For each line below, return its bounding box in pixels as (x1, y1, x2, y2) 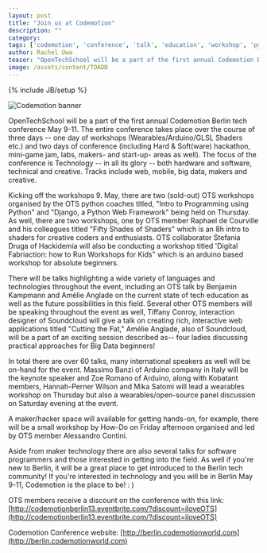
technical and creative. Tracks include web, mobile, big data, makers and (8, 166, 248, 176)
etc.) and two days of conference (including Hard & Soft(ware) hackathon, (8, 141, 251, 151)
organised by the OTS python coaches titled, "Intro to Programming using (8, 199, 249, 208)
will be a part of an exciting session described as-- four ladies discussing (8, 332, 249, 342)
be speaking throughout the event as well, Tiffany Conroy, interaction (8, 307, 235, 316)
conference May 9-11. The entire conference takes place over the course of (8, 124, 256, 133)
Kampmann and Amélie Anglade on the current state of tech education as (8, 290, 249, 300)
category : (8, 33, 41, 42)
